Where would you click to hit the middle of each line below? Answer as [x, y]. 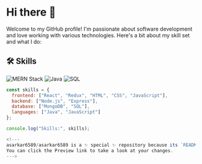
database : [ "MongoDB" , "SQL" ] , [51, 107]
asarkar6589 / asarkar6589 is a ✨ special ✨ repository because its [92, 145]
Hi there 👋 [31, 12]
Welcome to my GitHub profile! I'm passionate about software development [99, 29]
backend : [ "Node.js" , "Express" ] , [55, 101]
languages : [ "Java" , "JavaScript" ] [56, 112]
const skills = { [28, 90]
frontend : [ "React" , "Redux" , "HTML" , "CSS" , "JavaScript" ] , [90, 96]
